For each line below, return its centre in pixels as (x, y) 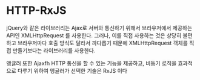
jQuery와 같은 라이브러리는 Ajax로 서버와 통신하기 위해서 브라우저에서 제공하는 (99, 28)
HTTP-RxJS (36, 11)
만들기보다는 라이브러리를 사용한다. (54, 50)
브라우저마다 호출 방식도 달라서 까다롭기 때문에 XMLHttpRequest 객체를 (102, 43)
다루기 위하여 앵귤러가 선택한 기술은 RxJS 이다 (72, 70)
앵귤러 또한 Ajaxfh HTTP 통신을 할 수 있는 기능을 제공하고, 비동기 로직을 (92, 63)
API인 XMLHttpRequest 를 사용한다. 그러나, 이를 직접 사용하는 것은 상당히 (94, 35)
